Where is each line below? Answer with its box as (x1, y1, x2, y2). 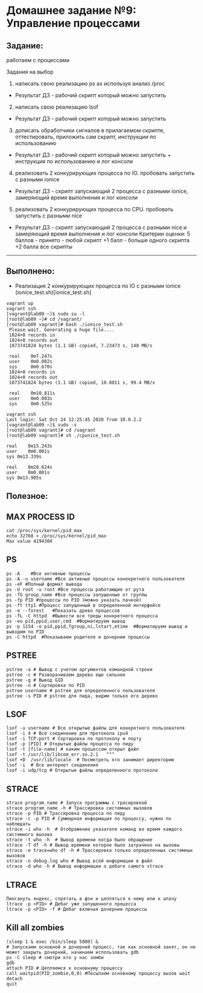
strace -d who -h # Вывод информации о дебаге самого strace (6, 863, 164, 870)
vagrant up (6, 300, 34, 306)
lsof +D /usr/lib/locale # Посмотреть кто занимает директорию (6, 757, 174, 763)
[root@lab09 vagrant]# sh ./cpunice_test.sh (6, 432, 120, 439)
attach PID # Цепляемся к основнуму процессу (6, 965, 123, 971)
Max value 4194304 (6, 538, 53, 544)
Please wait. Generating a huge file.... (8, 327, 115, 333)
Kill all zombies (6, 922, 65, 933)
